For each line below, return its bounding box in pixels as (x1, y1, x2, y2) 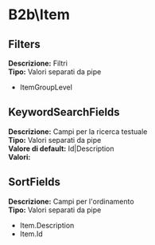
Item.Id (19, 229, 43, 239)
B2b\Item (8, 6, 70, 24)
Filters (8, 38, 41, 51)
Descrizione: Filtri (8, 58, 68, 68)
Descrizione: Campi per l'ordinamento (8, 196, 134, 206)
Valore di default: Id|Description (8, 144, 114, 153)
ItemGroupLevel (19, 82, 73, 92)
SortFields (8, 176, 61, 189)
